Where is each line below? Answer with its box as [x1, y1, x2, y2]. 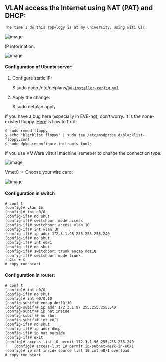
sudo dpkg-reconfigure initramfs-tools [9, 141, 92, 147]
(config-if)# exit [5, 335, 43, 340]
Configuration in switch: [5, 190, 56, 196]
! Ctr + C [5, 258, 26, 262]
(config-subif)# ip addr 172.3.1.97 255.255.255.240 [5, 305, 116, 310]
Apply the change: [12, 94, 51, 101]
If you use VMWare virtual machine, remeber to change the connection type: [5, 150, 162, 156]
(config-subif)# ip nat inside [5, 309, 70, 314]
